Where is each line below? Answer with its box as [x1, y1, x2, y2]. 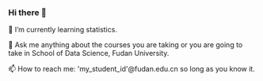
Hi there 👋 [8, 7, 48, 18]
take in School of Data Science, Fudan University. [8, 49, 170, 58]
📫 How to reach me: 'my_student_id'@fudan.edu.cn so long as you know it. [8, 64, 255, 74]
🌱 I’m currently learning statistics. [8, 25, 117, 35]
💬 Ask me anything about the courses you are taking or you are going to [8, 40, 243, 50]
